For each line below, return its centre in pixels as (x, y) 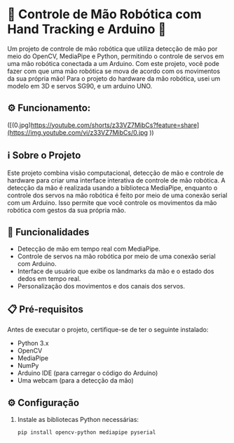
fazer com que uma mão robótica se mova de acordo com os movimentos (114, 71)
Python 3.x (33, 343)
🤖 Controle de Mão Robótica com (104, 14)
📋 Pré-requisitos (46, 309)
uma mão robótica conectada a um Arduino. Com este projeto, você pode (113, 63)
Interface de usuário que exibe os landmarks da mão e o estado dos (116, 271)
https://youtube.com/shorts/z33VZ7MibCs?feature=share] (115, 125)
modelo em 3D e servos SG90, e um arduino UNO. (80, 86)
